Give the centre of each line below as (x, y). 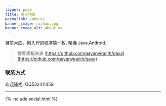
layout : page (19, 10)
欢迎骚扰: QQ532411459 (29, 84)
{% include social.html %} (32, 99)
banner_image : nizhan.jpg (32, 24)
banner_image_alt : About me (34, 28)
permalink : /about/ (25, 19)
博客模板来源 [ (32, 53)
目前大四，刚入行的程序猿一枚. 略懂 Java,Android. (56, 43)
